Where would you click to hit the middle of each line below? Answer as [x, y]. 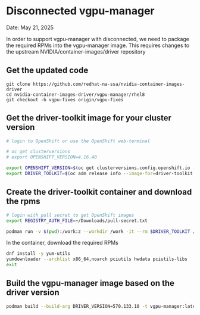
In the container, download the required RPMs [62, 243]
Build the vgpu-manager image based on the [90, 283]
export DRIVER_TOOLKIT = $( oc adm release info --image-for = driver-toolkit [100, 174]
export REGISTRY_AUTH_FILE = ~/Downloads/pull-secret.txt [77, 221]
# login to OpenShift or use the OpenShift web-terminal [78, 141]
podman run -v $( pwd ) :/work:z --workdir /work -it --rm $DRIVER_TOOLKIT [98, 231]
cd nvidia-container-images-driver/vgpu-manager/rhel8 [76, 94]
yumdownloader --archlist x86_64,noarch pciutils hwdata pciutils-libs [97, 259]
